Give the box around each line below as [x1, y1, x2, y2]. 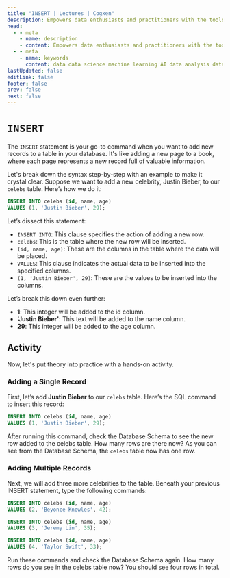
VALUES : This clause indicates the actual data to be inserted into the [16, 259, 206, 267]
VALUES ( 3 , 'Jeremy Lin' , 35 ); [7, 525, 97, 531]
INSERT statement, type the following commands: [7, 486, 147, 494]
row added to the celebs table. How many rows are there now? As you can [7, 439, 217, 447]
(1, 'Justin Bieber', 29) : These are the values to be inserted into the [16, 273, 218, 281]
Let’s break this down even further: [7, 294, 106, 302]
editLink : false [7, 73, 53, 81]
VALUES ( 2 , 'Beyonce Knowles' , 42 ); [7, 506, 112, 513]
